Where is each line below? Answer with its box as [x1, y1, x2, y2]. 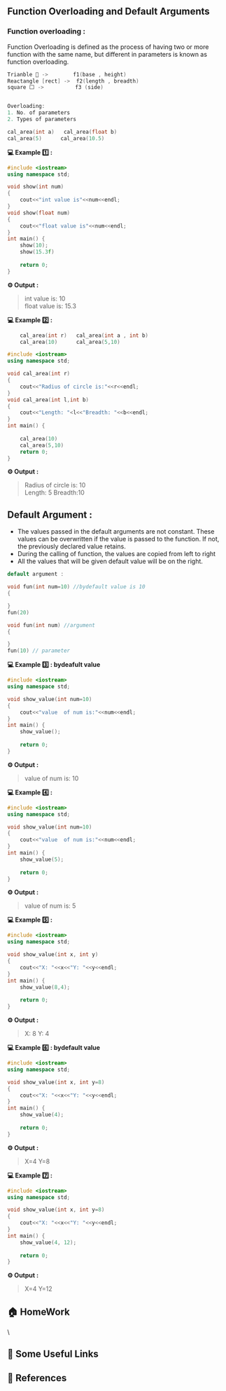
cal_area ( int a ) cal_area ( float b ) [7, 128, 118, 135]
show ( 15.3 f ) [20, 249, 55, 256]
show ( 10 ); [20, 242, 49, 249]
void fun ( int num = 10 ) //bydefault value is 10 [7, 583, 146, 590]
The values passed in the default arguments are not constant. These [17, 527, 215, 536]
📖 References [7, 1372, 67, 1384]
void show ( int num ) [7, 184, 64, 191]
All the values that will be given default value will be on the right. [17, 557, 203, 566]
